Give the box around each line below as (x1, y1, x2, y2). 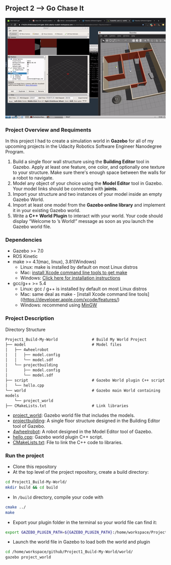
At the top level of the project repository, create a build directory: (12, 469, 149, 475)
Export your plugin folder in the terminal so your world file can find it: (12, 519, 157, 525)
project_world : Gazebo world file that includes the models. (12, 412, 135, 418)
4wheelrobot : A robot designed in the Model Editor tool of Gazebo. (12, 428, 153, 434)
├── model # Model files (5, 342, 122, 347)
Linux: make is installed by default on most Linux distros (20, 264, 138, 270)
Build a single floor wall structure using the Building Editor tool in (12, 159, 150, 165)
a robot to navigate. (12, 175, 54, 181)
